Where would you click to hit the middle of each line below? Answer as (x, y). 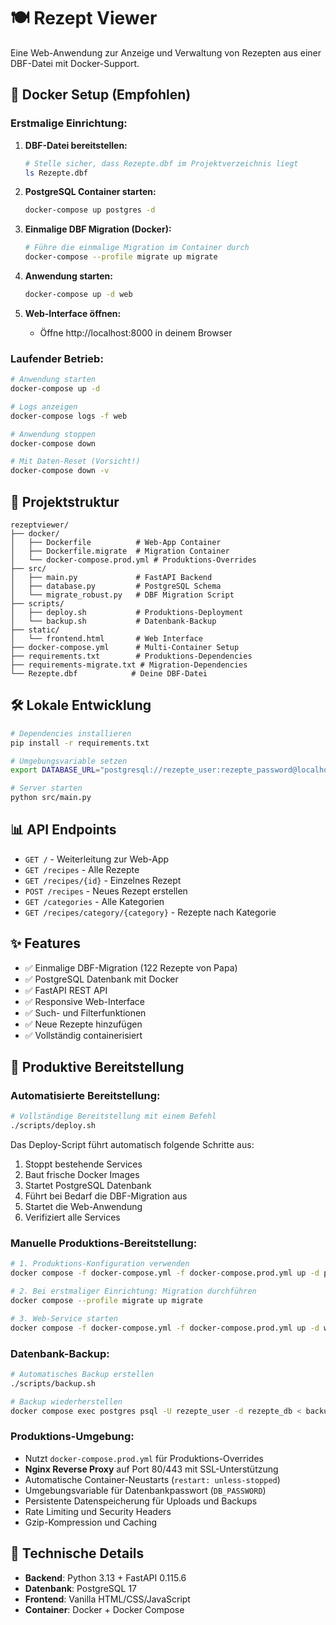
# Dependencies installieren (71, 733)
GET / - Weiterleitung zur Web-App (97, 859)
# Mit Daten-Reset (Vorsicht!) (75, 461)
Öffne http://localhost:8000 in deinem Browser (136, 332)
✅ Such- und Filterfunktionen (85, 1012)
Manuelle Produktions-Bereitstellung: (104, 1243)
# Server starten (46, 788)
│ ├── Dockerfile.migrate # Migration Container (120, 551)
